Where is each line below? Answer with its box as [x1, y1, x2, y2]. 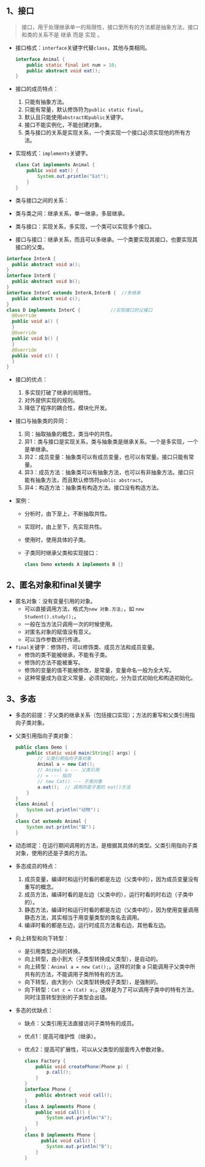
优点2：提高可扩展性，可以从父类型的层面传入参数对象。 [24, 1046, 168, 1053]
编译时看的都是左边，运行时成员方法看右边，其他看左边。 [24, 921, 170, 928]
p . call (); [46, 1069, 72, 1076]
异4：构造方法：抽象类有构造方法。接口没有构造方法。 [24, 484, 162, 491]
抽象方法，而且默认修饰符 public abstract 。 [35, 476, 146, 483]
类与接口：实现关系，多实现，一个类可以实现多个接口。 [15, 223, 155, 230]
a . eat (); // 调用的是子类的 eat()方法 [37, 784, 131, 790]
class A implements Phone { [24, 1103, 96, 1109]
